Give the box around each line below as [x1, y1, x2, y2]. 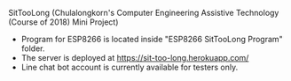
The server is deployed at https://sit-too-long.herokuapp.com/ [20, 53, 249, 63]
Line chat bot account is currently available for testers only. [20, 62, 239, 72]
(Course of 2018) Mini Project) [8, 17, 119, 27]
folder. [20, 43, 45, 54]
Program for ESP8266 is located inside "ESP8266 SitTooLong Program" [20, 34, 283, 44]
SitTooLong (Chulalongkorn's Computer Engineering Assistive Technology [8, 8, 279, 18]
